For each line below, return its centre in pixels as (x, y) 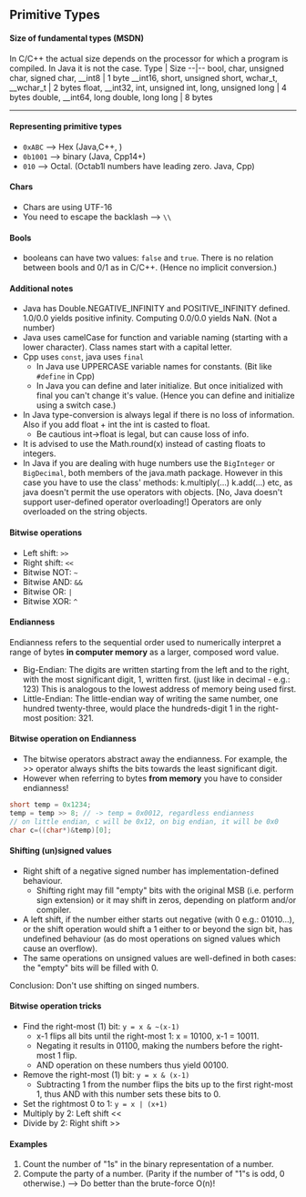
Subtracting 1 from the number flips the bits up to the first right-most (164, 1084)
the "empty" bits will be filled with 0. (91, 968)
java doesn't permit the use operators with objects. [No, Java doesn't (153, 492)
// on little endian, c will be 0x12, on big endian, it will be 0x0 (144, 822)
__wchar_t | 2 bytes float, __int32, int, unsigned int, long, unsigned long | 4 (148, 87)
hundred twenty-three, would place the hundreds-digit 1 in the (139, 708)
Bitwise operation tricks (56, 1006)
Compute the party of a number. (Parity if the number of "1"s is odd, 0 (153, 1174)
